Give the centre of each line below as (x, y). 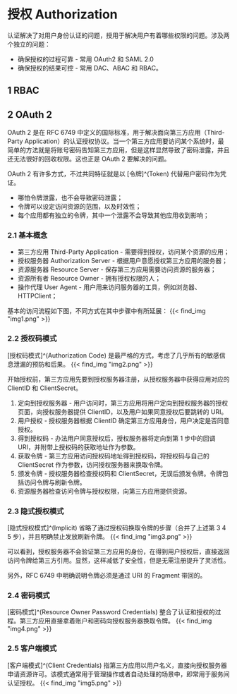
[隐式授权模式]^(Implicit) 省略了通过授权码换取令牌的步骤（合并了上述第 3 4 (117, 528)
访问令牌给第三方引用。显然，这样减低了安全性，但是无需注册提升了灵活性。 (119, 561)
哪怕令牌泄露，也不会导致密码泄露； (70, 197)
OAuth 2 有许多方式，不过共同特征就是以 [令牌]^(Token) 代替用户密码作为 (114, 174)
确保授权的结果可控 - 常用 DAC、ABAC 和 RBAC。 (90, 68)
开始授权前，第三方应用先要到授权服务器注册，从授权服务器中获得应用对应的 (119, 379)
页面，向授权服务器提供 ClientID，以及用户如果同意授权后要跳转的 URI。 (122, 412)
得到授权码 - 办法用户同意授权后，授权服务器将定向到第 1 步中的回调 (116, 438)
